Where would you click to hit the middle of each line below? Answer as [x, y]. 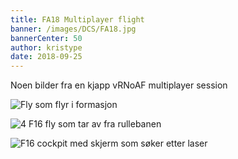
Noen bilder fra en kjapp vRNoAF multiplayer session [119, 85]
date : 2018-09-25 [46, 57]
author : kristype [46, 47]
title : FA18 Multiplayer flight [77, 19]
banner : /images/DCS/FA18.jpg [73, 29]
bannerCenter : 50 [46, 38]
